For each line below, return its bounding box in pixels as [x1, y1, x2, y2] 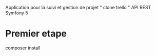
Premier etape [5, 28, 67, 40]
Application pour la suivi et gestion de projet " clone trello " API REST [5, 5, 151, 10]
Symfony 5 [5, 10, 28, 16]
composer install [5, 45, 41, 51]
